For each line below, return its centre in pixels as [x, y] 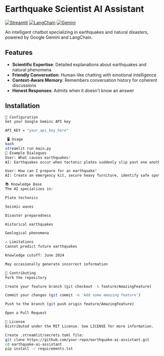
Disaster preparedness [28, 215]
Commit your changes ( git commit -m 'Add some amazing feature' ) [73, 295]
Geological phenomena [27, 233]
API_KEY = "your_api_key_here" [37, 131]
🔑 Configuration [21, 117]
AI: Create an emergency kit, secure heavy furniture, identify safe [77, 176]
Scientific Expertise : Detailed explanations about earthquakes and [79, 64]
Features [19, 53]
